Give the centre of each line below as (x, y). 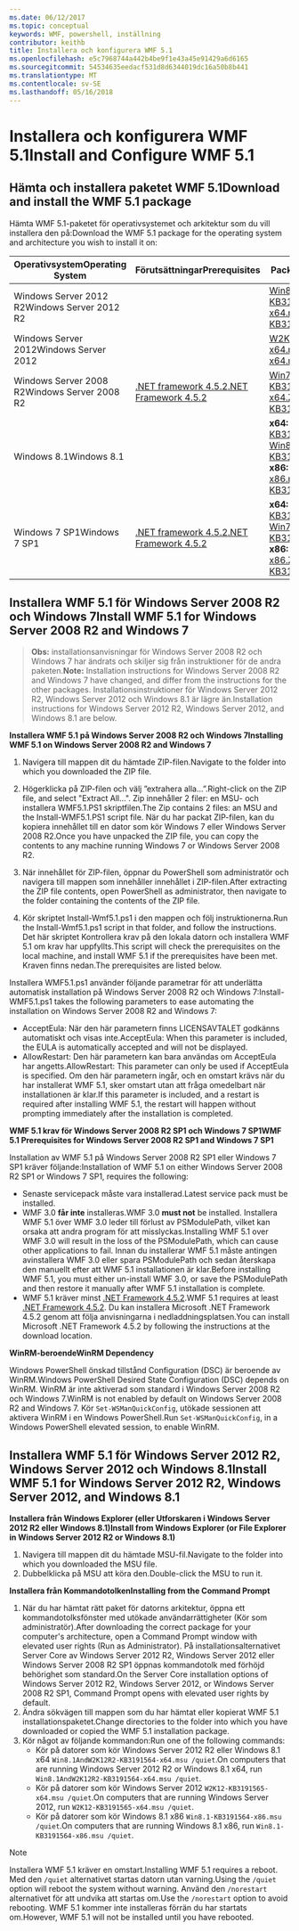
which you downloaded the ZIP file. (87, 772)
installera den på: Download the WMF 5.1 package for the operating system (146, 233)
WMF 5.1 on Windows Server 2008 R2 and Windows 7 (110, 745)
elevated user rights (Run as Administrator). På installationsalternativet (151, 1646)
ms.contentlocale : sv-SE (55, 84)
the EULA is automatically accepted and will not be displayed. (135, 1047)
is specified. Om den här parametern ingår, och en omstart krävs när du (153, 1076)
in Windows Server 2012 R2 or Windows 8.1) (93, 1537)
